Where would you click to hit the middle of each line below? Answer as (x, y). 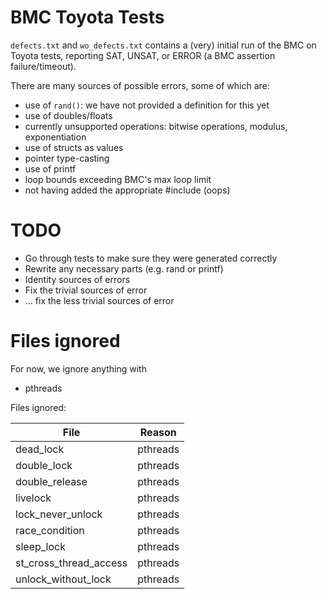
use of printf (50, 168)
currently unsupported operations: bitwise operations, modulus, (156, 126)
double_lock (44, 465)
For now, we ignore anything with (78, 368)
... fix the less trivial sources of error (99, 300)
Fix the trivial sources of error (86, 290)
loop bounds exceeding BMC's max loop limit (118, 179)
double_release (51, 481)
